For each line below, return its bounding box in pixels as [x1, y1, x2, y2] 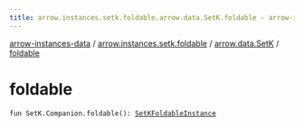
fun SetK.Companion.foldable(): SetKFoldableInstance [9, 109, 217, 118]
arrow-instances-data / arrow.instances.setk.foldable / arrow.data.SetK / [9, 38, 280, 49]
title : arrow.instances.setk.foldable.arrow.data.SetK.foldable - [9, 13, 265, 23]
